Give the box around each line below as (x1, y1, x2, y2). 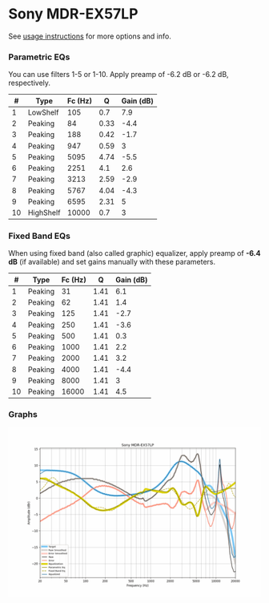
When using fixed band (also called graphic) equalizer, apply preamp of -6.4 (8, 249, 262, 258)
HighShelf (27, 208, 61, 217)
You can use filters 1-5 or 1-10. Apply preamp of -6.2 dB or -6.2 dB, (8, 70, 230, 79)
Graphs (8, 409, 38, 420)
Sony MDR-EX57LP (8, 5, 139, 23)
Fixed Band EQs (8, 230, 70, 241)
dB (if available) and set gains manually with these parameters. (8, 257, 216, 267)
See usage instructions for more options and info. (8, 31, 172, 41)
